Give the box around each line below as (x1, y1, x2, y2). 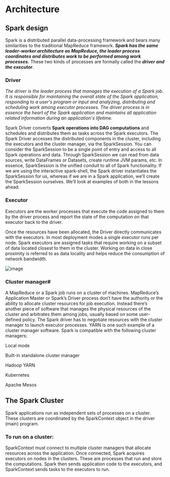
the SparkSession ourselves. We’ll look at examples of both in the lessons (5, 179, 159, 185)
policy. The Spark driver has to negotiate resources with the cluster (22, 316, 163, 323)
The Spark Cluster (5, 396, 64, 405)
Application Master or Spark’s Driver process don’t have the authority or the (5, 295, 163, 301)
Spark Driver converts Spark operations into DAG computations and (5, 125, 149, 131)
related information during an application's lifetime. (5, 115, 113, 121)
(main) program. (5, 420, 39, 426)
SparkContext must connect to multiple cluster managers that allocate (5, 445, 151, 451)
